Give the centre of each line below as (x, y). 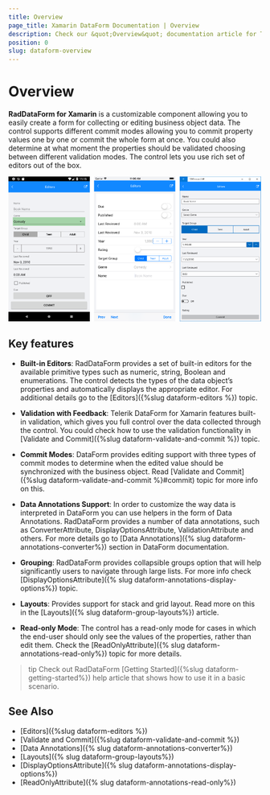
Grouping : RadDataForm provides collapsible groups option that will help (141, 562)
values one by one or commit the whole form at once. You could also (122, 140)
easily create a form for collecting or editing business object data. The (125, 123)
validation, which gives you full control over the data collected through (144, 422)
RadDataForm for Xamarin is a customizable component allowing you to (128, 114)
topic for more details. (145, 653)
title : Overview (35, 17)
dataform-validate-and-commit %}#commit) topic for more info (153, 480)
